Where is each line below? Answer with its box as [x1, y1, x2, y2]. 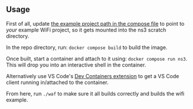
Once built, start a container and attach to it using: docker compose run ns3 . [6, 55, 188, 62]
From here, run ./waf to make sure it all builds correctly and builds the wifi [6, 90, 185, 97]
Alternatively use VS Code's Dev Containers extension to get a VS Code [6, 72, 180, 79]
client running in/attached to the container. [6, 79, 109, 86]
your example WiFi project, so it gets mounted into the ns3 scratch [6, 26, 167, 33]
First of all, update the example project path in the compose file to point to [6, 20, 185, 27]
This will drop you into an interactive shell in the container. [6, 61, 146, 68]
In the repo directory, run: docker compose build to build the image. [6, 44, 168, 51]
